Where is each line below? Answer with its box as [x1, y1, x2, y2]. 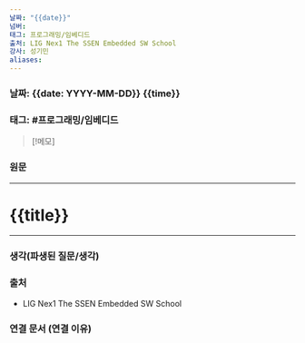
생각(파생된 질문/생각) [9, 250, 100, 263]
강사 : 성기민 [9, 47, 50, 56]
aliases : [9, 55, 43, 64]
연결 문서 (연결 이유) [9, 322, 93, 335]
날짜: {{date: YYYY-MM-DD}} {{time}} [9, 87, 181, 100]
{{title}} [9, 205, 70, 225]
